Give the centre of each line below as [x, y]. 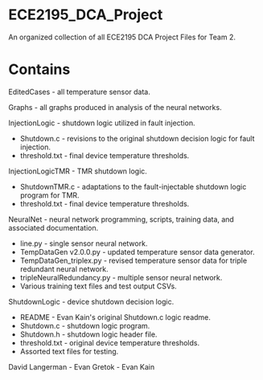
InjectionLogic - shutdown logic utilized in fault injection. [102, 123]
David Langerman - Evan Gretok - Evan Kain [82, 366]
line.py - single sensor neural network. [84, 243]
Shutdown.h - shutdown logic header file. [88, 334]
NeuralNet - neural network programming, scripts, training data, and [121, 219]
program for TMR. [49, 195]
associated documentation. [53, 227]
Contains [39, 69]
